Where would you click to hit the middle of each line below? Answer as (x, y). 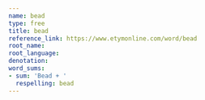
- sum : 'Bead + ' (38, 76)
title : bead (28, 31)
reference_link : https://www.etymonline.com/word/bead (103, 38)
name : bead (27, 16)
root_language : (34, 53)
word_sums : (27, 69)
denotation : (28, 61)
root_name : (27, 46)
